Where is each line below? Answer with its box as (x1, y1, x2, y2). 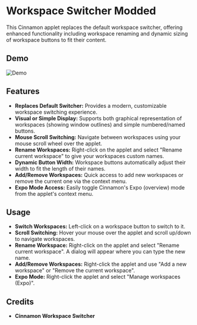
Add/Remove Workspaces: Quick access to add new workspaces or (14, 171, 184, 178)
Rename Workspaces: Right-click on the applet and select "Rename (14, 146, 183, 153)
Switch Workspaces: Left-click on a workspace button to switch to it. (14, 223, 186, 230)
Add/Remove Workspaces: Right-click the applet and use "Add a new (14, 260, 187, 268)
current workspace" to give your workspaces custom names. (14, 152, 164, 159)
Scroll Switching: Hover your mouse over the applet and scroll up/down (14, 229, 191, 236)
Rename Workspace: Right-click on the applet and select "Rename (14, 242, 180, 249)
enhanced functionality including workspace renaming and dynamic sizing (6, 30, 188, 37)
